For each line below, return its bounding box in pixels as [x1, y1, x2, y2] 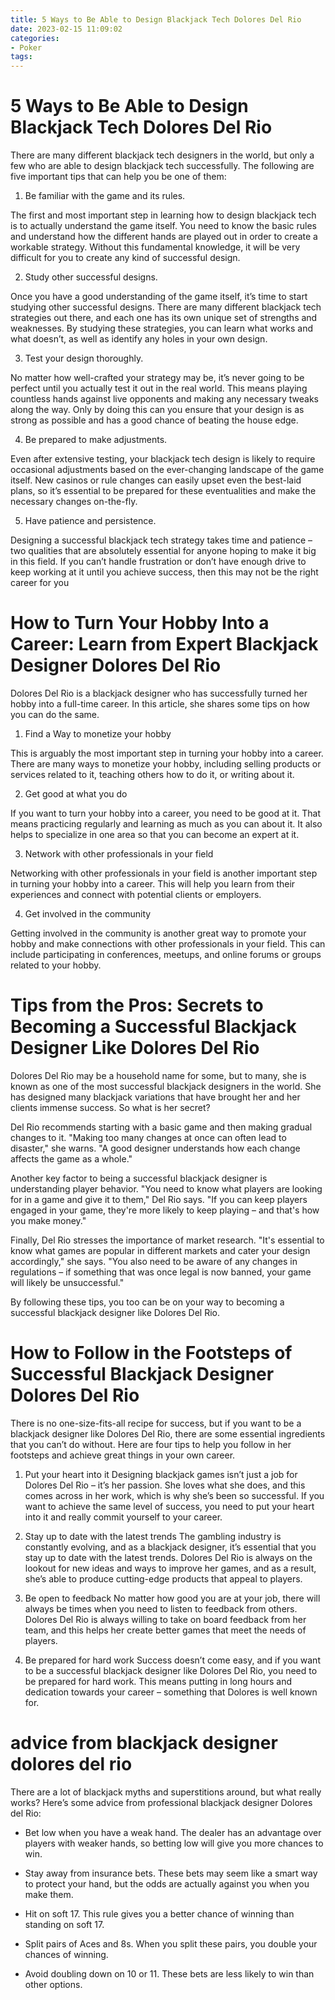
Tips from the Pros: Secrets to [10, 994, 264, 1017]
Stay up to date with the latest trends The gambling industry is [24, 1530, 282, 1542]
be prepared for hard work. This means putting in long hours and [24, 1675, 293, 1687]
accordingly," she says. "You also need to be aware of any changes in [10, 1255, 298, 1267]
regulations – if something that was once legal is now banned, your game [10, 1266, 312, 1278]
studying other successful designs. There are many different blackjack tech [10, 301, 322, 313]
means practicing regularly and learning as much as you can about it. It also [10, 818, 323, 830]
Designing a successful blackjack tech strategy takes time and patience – [10, 534, 313, 546]
